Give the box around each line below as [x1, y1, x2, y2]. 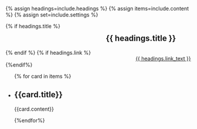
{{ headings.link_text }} [135, 55, 191, 62]
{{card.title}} [14, 90, 63, 100]
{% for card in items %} [14, 72, 72, 80]
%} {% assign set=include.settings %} [5, 11, 98, 18]
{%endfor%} [14, 117, 45, 124]
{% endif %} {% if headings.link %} [5, 49, 92, 56]
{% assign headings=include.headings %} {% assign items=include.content [5, 5, 189, 12]
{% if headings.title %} [5, 23, 61, 29]
